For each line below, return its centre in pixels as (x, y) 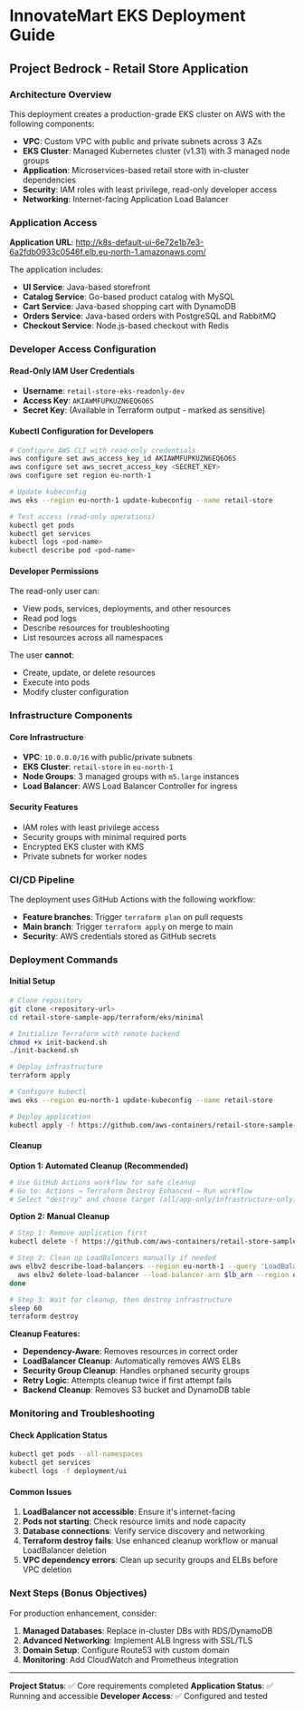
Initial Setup (33, 982)
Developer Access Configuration (83, 349)
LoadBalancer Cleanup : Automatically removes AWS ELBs (132, 1361)
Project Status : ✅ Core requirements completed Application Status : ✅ (142, 1686)
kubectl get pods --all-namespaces (76, 1454)
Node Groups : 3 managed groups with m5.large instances (131, 777)
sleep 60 (26, 1308)
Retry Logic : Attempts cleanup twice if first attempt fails (127, 1381)
